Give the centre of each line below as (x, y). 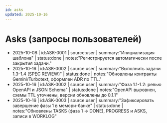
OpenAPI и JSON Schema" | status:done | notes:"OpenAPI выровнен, (84, 90)
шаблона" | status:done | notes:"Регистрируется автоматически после (87, 58)
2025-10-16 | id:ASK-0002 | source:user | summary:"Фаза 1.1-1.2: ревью (87, 85)
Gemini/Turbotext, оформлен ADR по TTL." (57, 79)
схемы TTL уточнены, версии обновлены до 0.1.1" (65, 95)
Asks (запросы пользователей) (74, 39)
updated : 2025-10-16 (27, 14)
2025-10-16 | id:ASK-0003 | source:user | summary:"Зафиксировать (83, 101)
